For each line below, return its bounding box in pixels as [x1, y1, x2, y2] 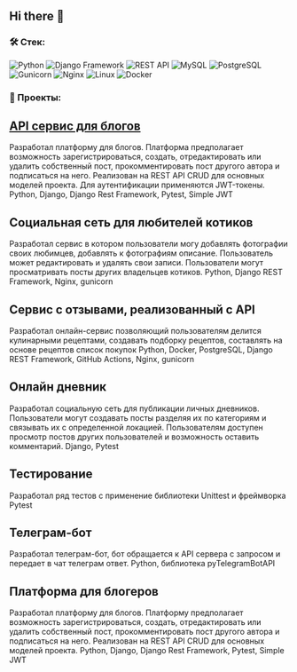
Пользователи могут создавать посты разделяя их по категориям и [9, 412, 267, 423]
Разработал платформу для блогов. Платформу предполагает [9, 607, 244, 618]
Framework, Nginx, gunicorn [9, 276, 113, 287]
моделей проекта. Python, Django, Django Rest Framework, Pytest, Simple [9, 645, 285, 656]
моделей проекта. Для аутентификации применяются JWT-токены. [9, 179, 266, 191]
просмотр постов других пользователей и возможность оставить [9, 431, 260, 442]
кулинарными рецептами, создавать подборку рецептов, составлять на [9, 335, 283, 346]
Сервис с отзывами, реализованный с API [9, 302, 255, 317]
